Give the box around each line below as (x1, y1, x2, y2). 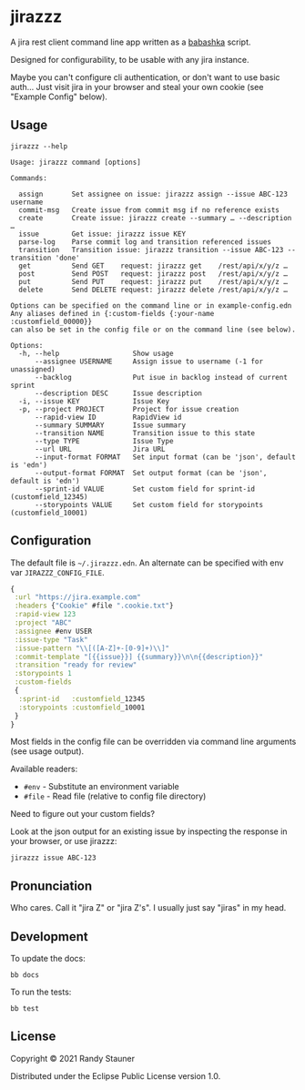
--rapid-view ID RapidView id (34, 413, 182, 422)
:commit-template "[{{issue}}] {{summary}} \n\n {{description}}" (14, 652, 263, 661)
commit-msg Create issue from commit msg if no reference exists (18, 205, 280, 215)
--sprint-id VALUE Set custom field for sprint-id (34, 484, 256, 494)
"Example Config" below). (10, 91, 108, 102)
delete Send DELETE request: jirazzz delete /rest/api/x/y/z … (18, 285, 288, 294)
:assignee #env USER (14, 626, 93, 636)
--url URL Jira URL (34, 444, 167, 453)
